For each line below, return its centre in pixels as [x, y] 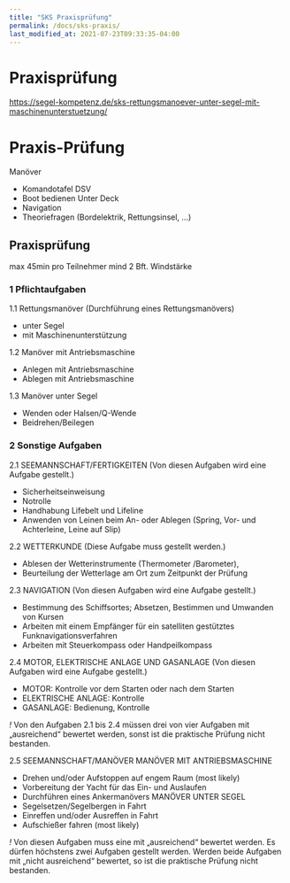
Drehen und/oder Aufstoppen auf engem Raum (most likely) [131, 778]
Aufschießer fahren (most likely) [80, 825]
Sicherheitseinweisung [63, 492]
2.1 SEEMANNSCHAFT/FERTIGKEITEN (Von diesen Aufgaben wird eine [138, 465]
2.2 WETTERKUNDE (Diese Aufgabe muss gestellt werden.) [118, 546]
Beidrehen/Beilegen [58, 422]
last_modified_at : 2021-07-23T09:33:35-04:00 [94, 34]
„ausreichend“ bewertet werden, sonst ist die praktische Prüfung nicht [137, 734]
